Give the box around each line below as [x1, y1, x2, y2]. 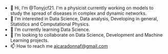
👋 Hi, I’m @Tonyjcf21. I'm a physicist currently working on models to [10, 5, 154, 11]
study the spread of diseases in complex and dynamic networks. [10, 10, 147, 16]
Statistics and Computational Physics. [10, 21, 90, 27]
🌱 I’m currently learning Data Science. [10, 26, 91, 33]
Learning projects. [10, 37, 49, 43]
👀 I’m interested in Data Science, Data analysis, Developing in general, [10, 16, 158, 21]
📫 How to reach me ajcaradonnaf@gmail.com [10, 43, 108, 49]
